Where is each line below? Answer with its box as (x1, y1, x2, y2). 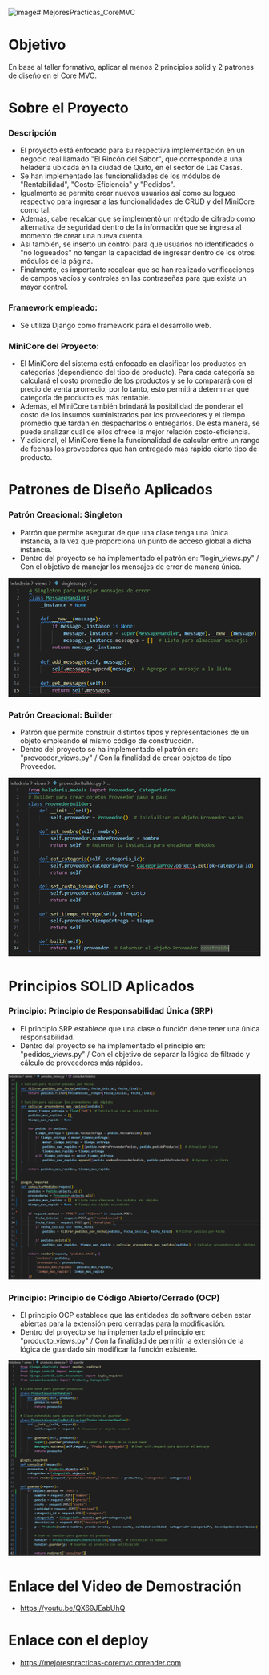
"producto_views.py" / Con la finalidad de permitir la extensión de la (19, 1336, 244, 1346)
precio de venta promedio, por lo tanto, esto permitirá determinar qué (19, 384, 250, 394)
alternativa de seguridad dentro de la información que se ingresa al (19, 222, 242, 232)
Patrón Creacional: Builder (8, 709, 114, 720)
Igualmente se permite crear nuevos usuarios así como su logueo (19, 189, 236, 198)
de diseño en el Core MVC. (8, 71, 98, 80)
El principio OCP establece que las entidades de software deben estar (19, 1311, 251, 1320)
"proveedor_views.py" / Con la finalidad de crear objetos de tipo (19, 753, 231, 762)
